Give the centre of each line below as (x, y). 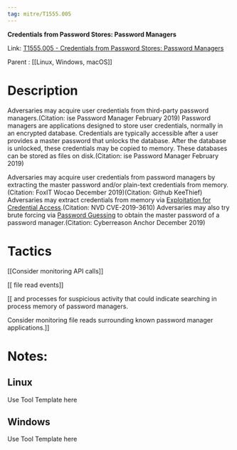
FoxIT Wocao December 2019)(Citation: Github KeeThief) (119, 192)
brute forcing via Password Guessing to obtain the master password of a (114, 215)
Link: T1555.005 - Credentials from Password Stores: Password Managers (116, 48)
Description (43, 90)
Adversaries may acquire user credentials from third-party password (108, 110)
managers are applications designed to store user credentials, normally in (115, 125)
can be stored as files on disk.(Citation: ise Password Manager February (113, 156)
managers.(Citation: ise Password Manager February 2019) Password (109, 117)
